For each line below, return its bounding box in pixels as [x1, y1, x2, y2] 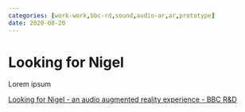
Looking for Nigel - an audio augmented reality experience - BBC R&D [8, 95, 237, 104]
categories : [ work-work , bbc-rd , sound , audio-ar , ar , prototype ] [8, 11, 216, 20]
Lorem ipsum [8, 79, 52, 89]
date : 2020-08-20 [8, 19, 66, 27]
